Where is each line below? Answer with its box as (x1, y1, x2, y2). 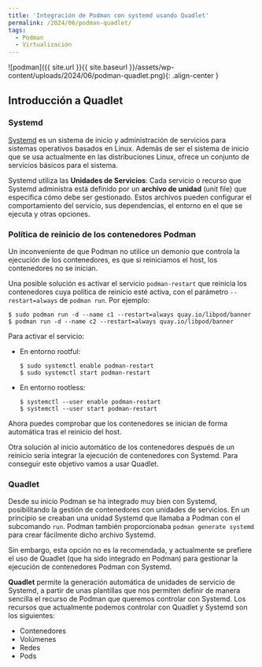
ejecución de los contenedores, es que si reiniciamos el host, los (8, 255, 218, 265)
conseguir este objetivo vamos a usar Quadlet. (8, 459, 159, 469)
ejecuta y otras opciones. (8, 209, 90, 218)
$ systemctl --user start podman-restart (19, 405, 157, 413)
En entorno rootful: (19, 347, 81, 356)
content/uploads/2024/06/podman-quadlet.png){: (8, 71, 171, 80)
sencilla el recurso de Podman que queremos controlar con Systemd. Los (8, 594, 246, 604)
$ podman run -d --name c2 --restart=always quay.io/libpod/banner (8, 318, 234, 326)
